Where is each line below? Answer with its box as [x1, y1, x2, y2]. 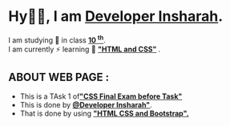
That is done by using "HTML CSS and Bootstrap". [19, 108, 190, 119]
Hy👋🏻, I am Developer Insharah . [8, 7, 224, 26]
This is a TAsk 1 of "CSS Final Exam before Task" [19, 91, 183, 101]
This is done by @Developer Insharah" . [19, 100, 152, 110]
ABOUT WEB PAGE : [8, 70, 110, 83]
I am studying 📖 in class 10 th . [8, 34, 106, 45]
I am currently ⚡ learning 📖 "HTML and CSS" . [8, 44, 161, 54]
